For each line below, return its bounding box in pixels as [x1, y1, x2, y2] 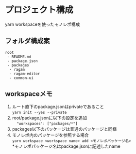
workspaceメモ [5, 90, 52, 98]
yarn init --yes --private [12, 110, 67, 115]
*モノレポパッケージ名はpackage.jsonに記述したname [12, 143, 120, 149]
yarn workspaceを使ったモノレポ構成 [5, 21, 80, 27]
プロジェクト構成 [5, 4, 74, 15]
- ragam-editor [9, 71, 40, 76]
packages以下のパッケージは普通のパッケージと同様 [12, 126, 117, 132]
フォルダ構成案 [5, 37, 50, 45]
